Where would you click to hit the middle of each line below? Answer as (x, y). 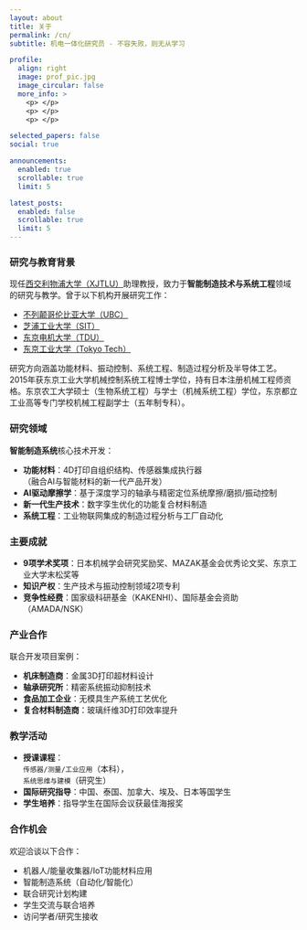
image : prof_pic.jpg (57, 77)
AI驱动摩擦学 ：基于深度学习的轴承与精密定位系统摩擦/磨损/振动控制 (150, 492)
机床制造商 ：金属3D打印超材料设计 (88, 676)
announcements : (38, 161)
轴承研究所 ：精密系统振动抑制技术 (87, 688)
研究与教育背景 (42, 262)
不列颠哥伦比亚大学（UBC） (75, 315)
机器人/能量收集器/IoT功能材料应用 (87, 871)
